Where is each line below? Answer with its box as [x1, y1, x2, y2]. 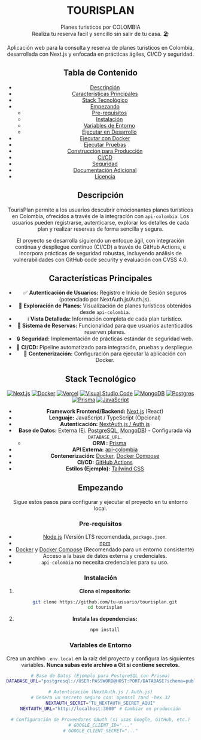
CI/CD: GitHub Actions [77, 459, 133, 466]
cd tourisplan [87, 605, 123, 611]
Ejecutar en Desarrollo [81, 128, 137, 135]
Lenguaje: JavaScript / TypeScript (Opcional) [48, 414, 162, 421]
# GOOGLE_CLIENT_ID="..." [68, 722, 133, 728]
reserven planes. [84, 328, 126, 336]
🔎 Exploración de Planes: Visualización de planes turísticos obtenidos [19, 302, 191, 309]
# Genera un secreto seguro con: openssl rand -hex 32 [31, 694, 170, 701]
